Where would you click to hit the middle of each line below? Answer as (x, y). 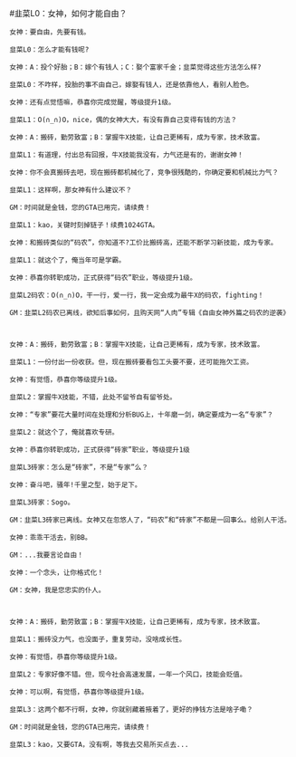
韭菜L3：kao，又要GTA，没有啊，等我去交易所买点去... (99, 745)
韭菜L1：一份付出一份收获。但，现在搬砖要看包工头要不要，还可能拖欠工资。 (131, 362)
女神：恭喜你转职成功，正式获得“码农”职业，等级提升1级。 (103, 278)
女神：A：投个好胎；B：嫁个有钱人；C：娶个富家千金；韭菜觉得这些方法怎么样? (135, 67)
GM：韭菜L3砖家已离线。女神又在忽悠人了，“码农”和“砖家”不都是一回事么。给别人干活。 (150, 520)
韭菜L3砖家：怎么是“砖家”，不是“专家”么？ (79, 468)
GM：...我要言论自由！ (47, 555)
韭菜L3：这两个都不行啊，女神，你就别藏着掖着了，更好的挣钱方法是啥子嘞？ (131, 710)
